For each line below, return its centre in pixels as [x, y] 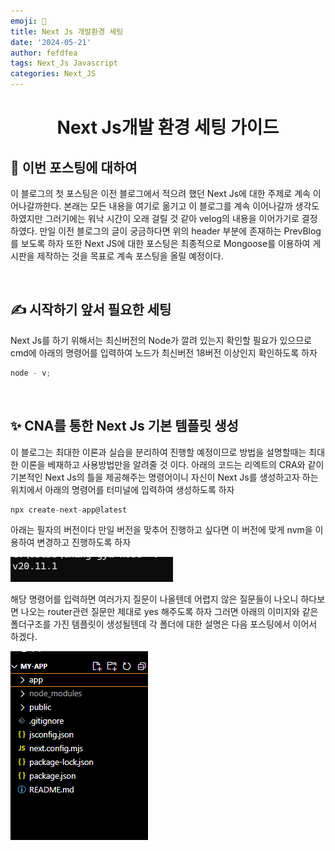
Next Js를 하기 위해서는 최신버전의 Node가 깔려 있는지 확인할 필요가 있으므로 [161, 340]
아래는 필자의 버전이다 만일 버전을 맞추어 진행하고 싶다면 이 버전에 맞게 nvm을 [161, 530]
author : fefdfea [44, 53]
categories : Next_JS [53, 74]
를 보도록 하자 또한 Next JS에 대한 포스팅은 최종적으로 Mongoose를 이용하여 [160, 243]
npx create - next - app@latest [69, 510]
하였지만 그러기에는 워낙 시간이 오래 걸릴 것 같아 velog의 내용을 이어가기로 [155, 218]
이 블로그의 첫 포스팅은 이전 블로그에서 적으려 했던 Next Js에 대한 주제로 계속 [160, 193]
